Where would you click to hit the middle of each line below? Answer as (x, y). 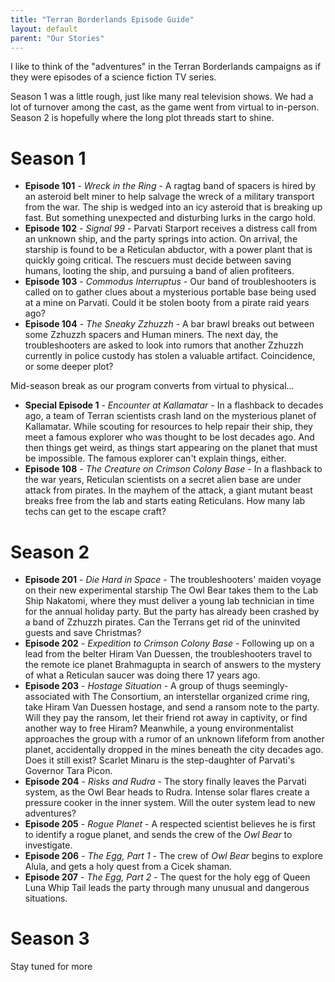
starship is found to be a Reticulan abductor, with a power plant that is (168, 250)
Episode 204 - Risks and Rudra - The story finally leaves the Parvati (165, 782)
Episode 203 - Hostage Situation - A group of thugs (132, 686)
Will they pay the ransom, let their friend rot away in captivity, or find (166, 718)
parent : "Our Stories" (57, 38)
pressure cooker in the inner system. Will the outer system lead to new (170, 803)
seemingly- (265, 686)
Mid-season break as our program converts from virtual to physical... (152, 386)
